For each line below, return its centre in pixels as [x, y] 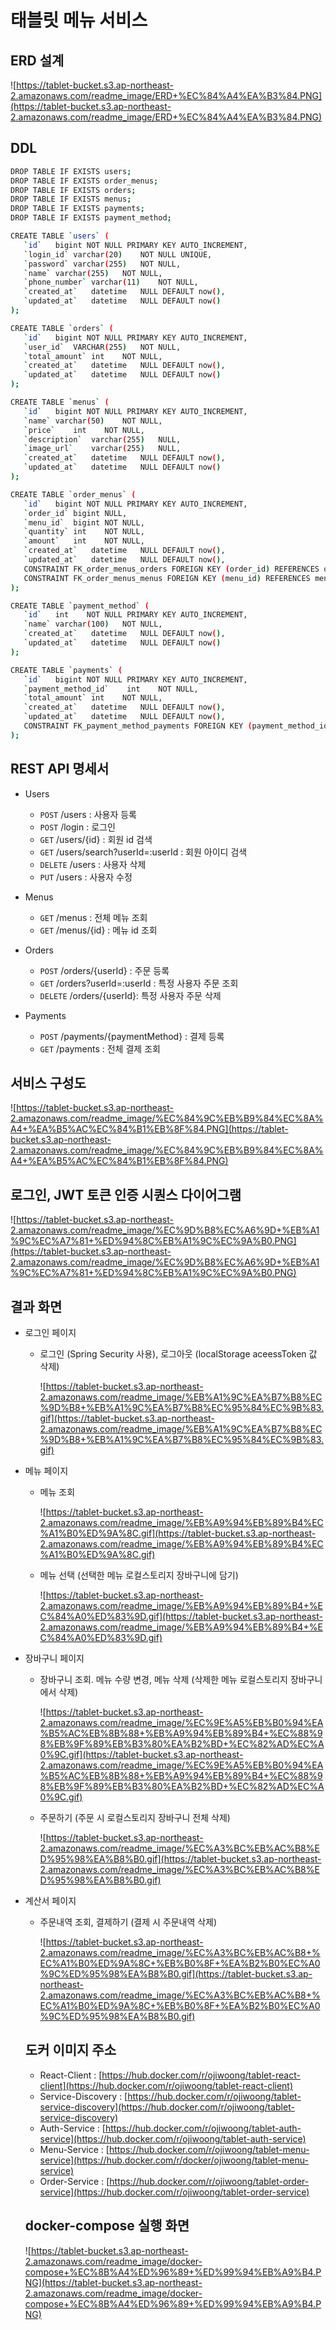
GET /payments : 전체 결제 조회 [100, 1048]
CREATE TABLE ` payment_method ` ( [80, 606]
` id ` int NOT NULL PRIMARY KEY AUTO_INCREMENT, [135, 615]
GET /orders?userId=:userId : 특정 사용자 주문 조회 [139, 983]
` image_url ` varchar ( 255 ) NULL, [102, 449]
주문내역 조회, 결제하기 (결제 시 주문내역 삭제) [128, 1922]
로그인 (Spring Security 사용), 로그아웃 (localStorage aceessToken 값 [178, 1354]
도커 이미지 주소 [70, 2050]
